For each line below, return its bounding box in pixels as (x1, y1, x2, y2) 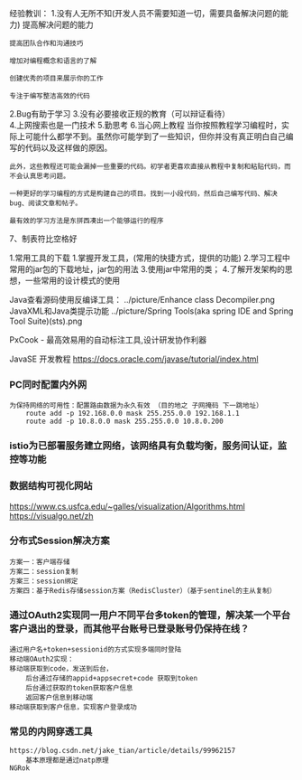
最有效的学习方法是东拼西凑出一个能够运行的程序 (9, 216, 164, 225)
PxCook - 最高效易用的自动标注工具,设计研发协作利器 (9, 334, 207, 345)
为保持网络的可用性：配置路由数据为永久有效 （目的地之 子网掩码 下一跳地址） (9, 401, 263, 410)
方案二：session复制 (9, 567, 78, 576)
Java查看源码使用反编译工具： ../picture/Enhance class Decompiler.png (9, 295, 275, 305)
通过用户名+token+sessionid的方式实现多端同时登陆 (9, 645, 182, 654)
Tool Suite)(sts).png (9, 315, 83, 326)
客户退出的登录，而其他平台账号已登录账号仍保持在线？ (9, 622, 250, 634)
